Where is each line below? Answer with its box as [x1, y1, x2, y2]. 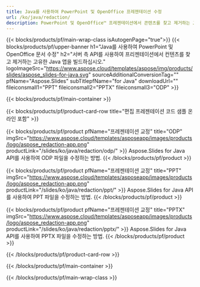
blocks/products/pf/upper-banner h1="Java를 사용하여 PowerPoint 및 [6, 43, 174, 51]
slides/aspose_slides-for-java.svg [6, 71, 89, 78]
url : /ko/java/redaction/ [6, 14, 70, 20]
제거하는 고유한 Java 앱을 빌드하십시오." [12, 58, 106, 66]
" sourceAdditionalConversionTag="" [88, 71, 179, 78]
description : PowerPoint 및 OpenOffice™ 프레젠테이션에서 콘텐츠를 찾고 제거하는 [6, 20, 190, 26]
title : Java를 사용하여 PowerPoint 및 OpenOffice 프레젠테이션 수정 [6, 8, 162, 15]
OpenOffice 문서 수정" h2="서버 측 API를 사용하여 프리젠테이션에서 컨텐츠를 [6, 51, 185, 58]
